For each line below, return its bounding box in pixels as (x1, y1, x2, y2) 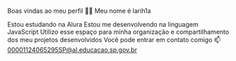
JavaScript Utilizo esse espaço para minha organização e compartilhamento (7, 28, 230, 36)
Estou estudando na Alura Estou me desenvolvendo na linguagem (7, 20, 199, 28)
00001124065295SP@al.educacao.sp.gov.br (7, 46, 138, 54)
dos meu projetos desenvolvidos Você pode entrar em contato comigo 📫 (7, 36, 221, 43)
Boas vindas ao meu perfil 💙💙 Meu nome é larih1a (7, 7, 151, 15)
